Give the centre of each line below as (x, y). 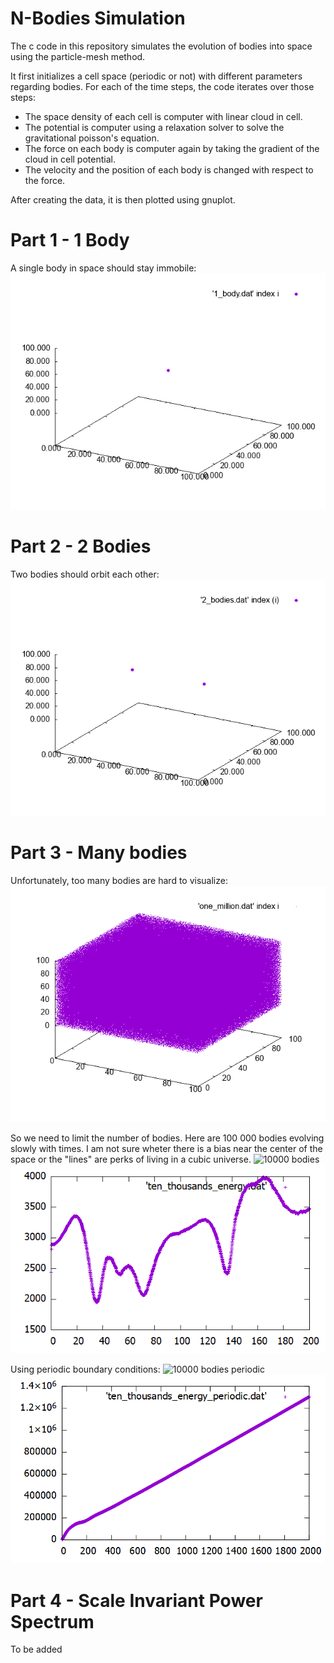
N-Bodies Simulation (98, 18)
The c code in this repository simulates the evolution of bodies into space (161, 46)
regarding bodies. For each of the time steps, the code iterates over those (162, 86)
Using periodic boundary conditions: (85, 1369)
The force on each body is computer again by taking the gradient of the (172, 148)
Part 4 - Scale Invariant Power (136, 1600)
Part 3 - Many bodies (99, 853)
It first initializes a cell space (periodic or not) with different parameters (156, 76)
